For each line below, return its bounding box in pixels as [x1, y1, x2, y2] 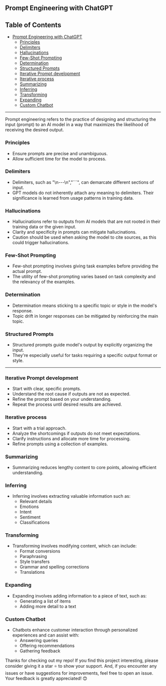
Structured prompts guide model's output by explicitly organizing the [12, 342, 153, 347]
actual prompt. [12, 268, 42, 274]
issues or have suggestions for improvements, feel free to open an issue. [5, 670, 154, 676]
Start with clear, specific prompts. [12, 386, 82, 392]
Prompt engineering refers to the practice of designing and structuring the [5, 116, 157, 123]
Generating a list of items [19, 598, 71, 604]
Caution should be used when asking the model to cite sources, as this [12, 234, 157, 240]
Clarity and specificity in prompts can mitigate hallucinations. [12, 229, 137, 235]
